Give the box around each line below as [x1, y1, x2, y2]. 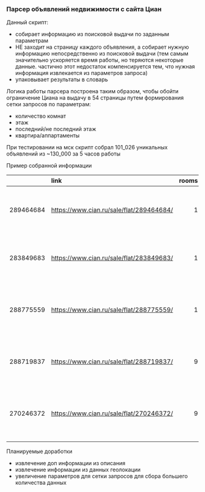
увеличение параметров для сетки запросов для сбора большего [15, 472, 188, 480]
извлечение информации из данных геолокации [15, 466, 141, 474]
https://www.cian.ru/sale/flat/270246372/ [51, 409, 173, 418]
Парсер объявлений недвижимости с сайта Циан [6, 5, 162, 13]
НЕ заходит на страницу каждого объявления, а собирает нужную [15, 43, 189, 51]
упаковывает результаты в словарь [15, 76, 109, 84]
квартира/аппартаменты [15, 132, 80, 139]
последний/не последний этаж [15, 126, 96, 133]
